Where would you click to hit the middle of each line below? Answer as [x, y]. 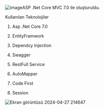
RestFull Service [28, 64]
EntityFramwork [28, 36]
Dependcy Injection [32, 45]
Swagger [21, 55]
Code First [22, 83]
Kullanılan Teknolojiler [27, 17]
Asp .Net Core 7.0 [30, 26]
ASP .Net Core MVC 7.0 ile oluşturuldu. [61, 8]
